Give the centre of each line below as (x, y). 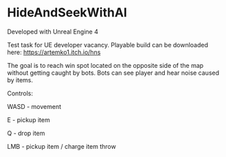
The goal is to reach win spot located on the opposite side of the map (105, 65)
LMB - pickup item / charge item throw (62, 146)
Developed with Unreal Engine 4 (53, 32)
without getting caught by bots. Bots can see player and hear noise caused (113, 73)
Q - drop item (26, 133)
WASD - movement (34, 106)
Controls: (20, 93)
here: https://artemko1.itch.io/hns (54, 52)
